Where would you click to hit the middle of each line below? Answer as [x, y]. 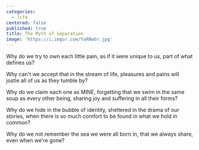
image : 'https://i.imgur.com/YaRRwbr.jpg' [59, 39]
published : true [26, 28]
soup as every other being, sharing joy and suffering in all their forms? [92, 98]
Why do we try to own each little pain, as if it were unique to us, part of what [99, 56]
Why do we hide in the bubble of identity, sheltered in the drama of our [93, 110]
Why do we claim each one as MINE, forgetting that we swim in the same [95, 92]
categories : [21, 12]
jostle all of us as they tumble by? [47, 80]
